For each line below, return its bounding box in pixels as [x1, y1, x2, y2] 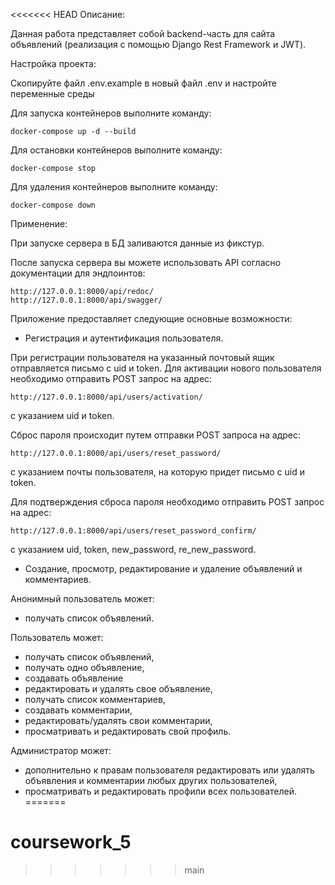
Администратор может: [10, 745, 112, 756]
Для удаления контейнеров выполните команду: [10, 181, 218, 193]
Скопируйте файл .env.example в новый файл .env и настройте [10, 77, 277, 89]
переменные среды [10, 88, 95, 99]
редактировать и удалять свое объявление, [24, 683, 213, 694]
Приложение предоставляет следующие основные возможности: [10, 313, 293, 324]
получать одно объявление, [24, 662, 145, 673]
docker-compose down [10, 200, 97, 210]
